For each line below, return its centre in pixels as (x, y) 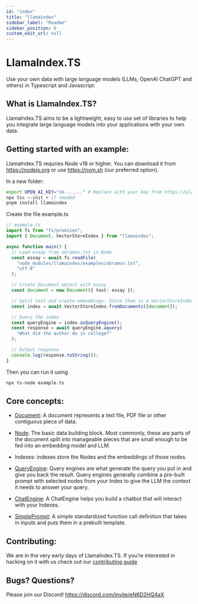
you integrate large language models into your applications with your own (95, 124)
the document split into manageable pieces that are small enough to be (101, 439)
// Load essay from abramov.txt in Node (62, 252)
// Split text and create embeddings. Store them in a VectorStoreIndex (103, 301)
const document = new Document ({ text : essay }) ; (73, 290)
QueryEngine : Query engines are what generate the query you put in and (103, 468)
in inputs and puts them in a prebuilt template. (70, 523)
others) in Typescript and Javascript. (51, 86)
